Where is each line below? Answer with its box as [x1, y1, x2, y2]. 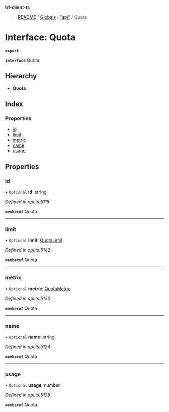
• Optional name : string [5, 334, 55, 340]
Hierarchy [5, 72, 37, 80]
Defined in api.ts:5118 [5, 199, 50, 205]
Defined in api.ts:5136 [5, 392, 51, 398]
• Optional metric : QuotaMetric [5, 285, 71, 291]
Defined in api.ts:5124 [5, 344, 51, 350]
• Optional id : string [5, 189, 47, 195]
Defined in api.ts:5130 [5, 295, 51, 302]
